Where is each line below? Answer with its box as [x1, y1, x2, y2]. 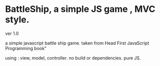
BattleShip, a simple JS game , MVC [5, 3, 156, 15]
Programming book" [5, 45, 47, 51]
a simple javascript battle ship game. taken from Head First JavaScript [5, 40, 150, 46]
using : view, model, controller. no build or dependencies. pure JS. [5, 55, 141, 61]
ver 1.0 [5, 30, 19, 36]
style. [5, 14, 30, 25]
